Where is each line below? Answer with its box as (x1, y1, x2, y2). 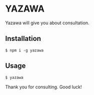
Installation (5, 34, 41, 43)
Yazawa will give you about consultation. (5, 20, 89, 26)
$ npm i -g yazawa (5, 47, 44, 53)
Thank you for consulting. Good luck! (5, 84, 82, 90)
